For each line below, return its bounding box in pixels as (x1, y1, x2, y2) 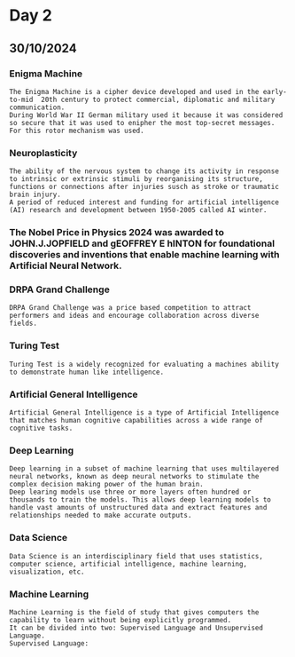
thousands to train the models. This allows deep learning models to (9, 495, 272, 504)
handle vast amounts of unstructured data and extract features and (9, 503, 268, 512)
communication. (9, 103, 66, 112)
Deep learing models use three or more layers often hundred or (9, 487, 252, 497)
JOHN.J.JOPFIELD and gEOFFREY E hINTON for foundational (9, 237, 276, 249)
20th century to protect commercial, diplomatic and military (41, 95, 276, 104)
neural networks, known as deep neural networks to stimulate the (9, 472, 260, 481)
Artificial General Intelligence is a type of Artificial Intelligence (9, 408, 279, 417)
